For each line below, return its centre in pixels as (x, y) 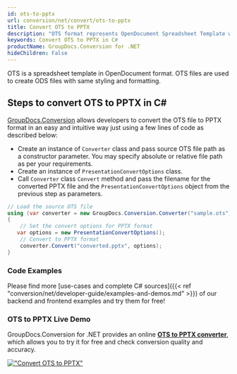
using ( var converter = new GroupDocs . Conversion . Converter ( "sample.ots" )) (121, 213)
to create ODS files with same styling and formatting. (84, 80)
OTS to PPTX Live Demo (49, 319)
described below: (32, 135)
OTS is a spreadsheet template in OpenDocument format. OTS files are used (118, 73)
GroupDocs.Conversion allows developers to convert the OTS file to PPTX (115, 120)
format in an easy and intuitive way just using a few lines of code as (106, 127)
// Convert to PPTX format (60, 240)
